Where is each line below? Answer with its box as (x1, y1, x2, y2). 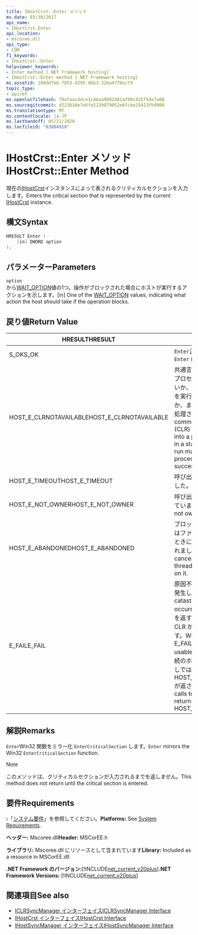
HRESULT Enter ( (6, 233, 46, 239)
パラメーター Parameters (6, 262, 96, 272)
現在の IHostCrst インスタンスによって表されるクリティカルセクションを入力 (6, 184, 189, 191)
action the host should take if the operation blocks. (6, 298, 130, 305)
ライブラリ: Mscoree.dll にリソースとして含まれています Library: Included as (6, 846, 192, 853)
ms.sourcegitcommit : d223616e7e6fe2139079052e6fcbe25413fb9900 (6, 102, 165, 108)
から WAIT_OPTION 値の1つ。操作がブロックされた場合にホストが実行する (6, 284, 183, 291)
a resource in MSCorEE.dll (6, 853, 70, 860)
